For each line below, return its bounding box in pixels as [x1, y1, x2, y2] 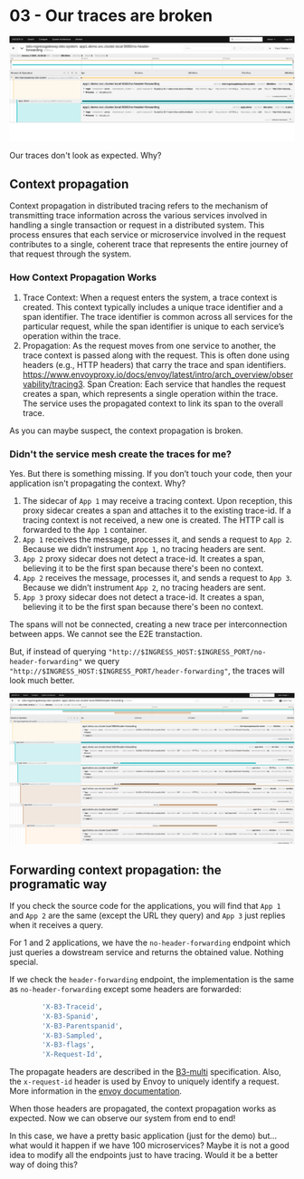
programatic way [9, 876, 108, 892]
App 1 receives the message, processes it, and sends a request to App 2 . [22, 534, 292, 545]
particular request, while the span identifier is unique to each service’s [22, 321, 285, 332]
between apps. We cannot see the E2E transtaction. [9, 628, 203, 639]
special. [9, 956, 39, 967]
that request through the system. [9, 248, 132, 259]
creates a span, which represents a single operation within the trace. [22, 388, 279, 399]
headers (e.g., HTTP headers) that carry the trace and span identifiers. [22, 359, 287, 370]
